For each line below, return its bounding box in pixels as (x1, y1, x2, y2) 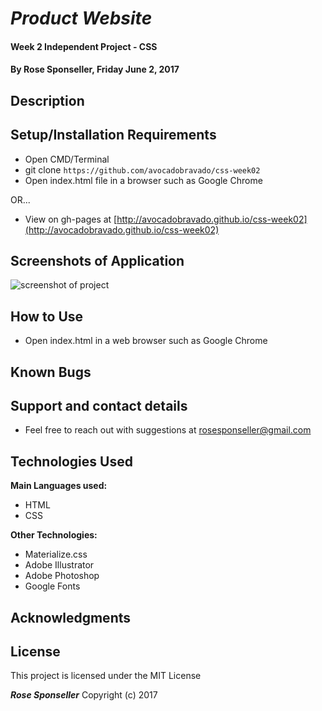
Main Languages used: (10, 480, 108, 492)
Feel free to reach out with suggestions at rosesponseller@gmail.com (24, 424, 312, 436)
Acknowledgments (10, 609, 132, 626)
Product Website (10, 7, 153, 30)
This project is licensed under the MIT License (10, 670, 202, 682)
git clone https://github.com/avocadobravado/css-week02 (24, 163, 261, 176)
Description (10, 92, 85, 109)
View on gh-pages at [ (24, 213, 118, 225)
